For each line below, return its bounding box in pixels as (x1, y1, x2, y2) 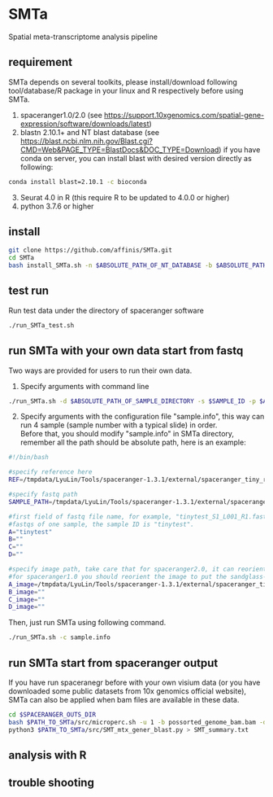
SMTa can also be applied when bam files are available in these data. (8, 695, 240, 704)
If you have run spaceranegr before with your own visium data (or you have (8, 677, 261, 687)
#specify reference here (8, 468, 93, 476)
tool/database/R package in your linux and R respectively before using (8, 85, 244, 95)
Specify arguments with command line (19, 381, 149, 391)
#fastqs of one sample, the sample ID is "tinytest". (8, 520, 195, 528)
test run (8, 284, 50, 298)
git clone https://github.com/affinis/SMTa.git (8, 246, 173, 255)
